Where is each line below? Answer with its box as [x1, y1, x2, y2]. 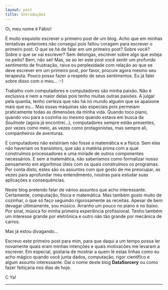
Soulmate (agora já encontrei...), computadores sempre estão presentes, [5, 119, 155, 125]
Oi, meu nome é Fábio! [5, 25, 52, 31]
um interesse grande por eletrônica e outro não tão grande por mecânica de [5, 213, 162, 219]
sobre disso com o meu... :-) [5, 78, 63, 84]
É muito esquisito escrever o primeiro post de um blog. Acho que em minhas [5, 35, 162, 41]
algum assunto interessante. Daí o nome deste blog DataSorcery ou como [5, 259, 158, 265]
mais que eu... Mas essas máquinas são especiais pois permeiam [5, 103, 140, 109]
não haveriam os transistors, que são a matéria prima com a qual [5, 145, 138, 151]
